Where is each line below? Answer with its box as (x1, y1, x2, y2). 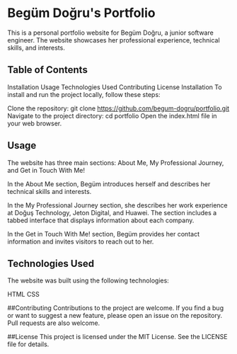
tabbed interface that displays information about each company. (7, 216, 195, 224)
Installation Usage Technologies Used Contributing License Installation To (7, 83, 222, 91)
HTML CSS (7, 290, 40, 299)
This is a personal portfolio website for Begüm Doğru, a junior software (7, 28, 214, 37)
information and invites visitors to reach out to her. (7, 237, 154, 246)
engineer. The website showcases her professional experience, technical (7, 35, 221, 44)
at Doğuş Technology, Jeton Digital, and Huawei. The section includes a (7, 208, 217, 217)
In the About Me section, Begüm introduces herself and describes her (7, 179, 211, 188)
